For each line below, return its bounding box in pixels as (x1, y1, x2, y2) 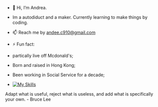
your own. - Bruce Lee (5, 97, 51, 102)
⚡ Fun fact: (12, 41, 35, 47)
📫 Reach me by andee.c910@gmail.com (12, 30, 96, 35)
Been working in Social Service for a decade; (12, 72, 105, 78)
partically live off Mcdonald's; (12, 53, 74, 58)
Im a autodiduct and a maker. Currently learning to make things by (12, 14, 148, 20)
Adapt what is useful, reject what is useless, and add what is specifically (5, 91, 154, 97)
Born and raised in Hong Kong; (12, 62, 76, 68)
